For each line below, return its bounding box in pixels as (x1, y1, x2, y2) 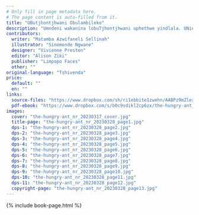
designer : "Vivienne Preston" (11, 48, 86, 53)
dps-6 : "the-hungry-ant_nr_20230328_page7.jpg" (11, 152, 131, 158)
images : (6, 108, 25, 114)
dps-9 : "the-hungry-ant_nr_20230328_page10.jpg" (11, 169, 134, 175)
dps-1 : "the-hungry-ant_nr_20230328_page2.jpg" (11, 125, 131, 131)
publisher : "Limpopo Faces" (11, 58, 81, 64)
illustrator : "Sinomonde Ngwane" (11, 42, 94, 48)
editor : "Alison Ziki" (11, 53, 68, 59)
